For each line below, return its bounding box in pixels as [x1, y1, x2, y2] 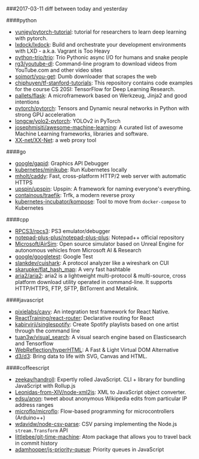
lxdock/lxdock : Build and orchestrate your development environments [14, 41, 186, 48]
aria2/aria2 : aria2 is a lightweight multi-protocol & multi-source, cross [14, 272, 186, 279]
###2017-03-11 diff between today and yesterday [6, 5, 128, 12]
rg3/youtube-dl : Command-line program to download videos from [14, 60, 177, 67]
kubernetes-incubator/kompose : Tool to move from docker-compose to [14, 198, 186, 205]
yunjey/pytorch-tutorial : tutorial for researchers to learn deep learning [14, 28, 187, 35]
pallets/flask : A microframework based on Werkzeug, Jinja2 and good [14, 92, 187, 99]
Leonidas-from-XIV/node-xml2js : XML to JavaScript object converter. [14, 389, 186, 395]
